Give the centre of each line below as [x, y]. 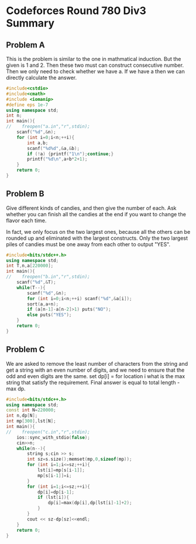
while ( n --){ [31, 448]
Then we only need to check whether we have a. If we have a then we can [96, 71]
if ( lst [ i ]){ [53, 497]
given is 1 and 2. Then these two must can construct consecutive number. [95, 65]
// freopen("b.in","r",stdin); [48, 277]
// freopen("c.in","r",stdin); [48, 432]
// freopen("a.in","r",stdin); [48, 127]
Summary [30, 23]
